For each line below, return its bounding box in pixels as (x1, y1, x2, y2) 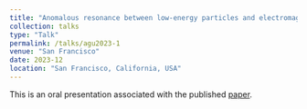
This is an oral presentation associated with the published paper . (9, 88, 253, 100)
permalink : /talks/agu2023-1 (9, 38, 121, 48)
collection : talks (9, 22, 79, 31)
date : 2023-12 (9, 55, 64, 64)
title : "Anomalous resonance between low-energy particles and (9, 13, 256, 23)
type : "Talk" (9, 30, 59, 39)
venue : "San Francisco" (9, 47, 101, 56)
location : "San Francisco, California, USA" (9, 64, 182, 74)
